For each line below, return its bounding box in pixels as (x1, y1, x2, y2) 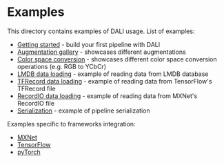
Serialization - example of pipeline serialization (17, 106, 150, 115)
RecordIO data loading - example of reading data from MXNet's (17, 91, 198, 100)
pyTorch (17, 148, 41, 156)
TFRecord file (17, 84, 57, 93)
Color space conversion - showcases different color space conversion (17, 55, 217, 63)
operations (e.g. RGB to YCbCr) (17, 62, 107, 70)
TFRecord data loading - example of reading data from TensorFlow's (17, 77, 212, 85)
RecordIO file (17, 99, 55, 107)
